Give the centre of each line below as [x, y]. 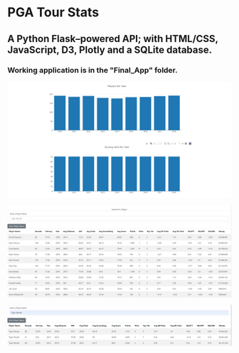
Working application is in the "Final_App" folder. [92, 70]
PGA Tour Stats [53, 12]
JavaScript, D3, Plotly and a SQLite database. [110, 49]
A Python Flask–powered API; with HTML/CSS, [113, 39]
